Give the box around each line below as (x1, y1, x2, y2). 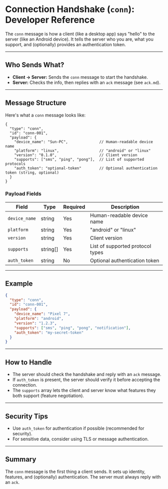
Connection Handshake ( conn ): (5, 4, 135, 15)
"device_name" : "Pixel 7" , (14, 311, 70, 317)
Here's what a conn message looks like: (5, 112, 86, 118)
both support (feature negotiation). (12, 393, 84, 399)
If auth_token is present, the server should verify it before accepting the (12, 377, 160, 383)
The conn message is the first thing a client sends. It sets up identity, (5, 468, 146, 474)
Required (63, 203, 85, 210)
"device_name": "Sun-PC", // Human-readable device (14, 139, 153, 144)
